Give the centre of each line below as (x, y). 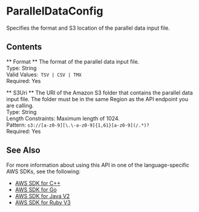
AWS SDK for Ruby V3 (43, 202)
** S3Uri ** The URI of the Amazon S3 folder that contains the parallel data (99, 93)
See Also (23, 151)
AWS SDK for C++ (38, 183)
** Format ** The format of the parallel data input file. (73, 61)
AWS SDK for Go (36, 190)
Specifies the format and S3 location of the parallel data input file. (88, 28)
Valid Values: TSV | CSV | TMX (44, 75)
